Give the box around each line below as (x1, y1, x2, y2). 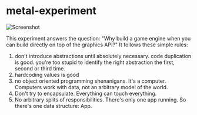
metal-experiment (6, 4, 97, 18)
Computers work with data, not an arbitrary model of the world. (14, 83, 168, 90)
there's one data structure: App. (14, 102, 92, 109)
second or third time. (14, 65, 66, 72)
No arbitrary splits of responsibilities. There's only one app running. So (14, 96, 186, 103)
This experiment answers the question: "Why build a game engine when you (6, 35, 191, 42)
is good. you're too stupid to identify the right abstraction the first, (14, 59, 175, 66)
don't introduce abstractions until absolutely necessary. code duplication (14, 52, 192, 59)
